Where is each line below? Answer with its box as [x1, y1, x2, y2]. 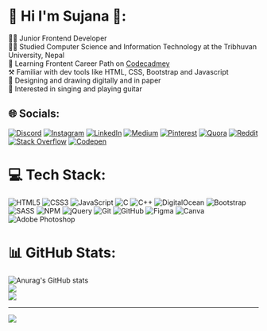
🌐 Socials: [8, 107, 60, 121]
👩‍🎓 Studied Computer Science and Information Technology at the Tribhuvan [8, 41, 257, 51]
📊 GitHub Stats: [8, 244, 117, 261]
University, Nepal [8, 50, 65, 60]
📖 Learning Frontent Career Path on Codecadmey [8, 59, 170, 68]
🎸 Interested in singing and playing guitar [8, 83, 143, 94]
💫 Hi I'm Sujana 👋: [8, 7, 127, 25]
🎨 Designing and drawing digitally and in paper [8, 75, 161, 85]
